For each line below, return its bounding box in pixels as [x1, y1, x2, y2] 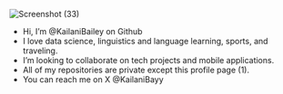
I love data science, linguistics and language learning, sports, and [22, 36, 268, 46]
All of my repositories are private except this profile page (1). [22, 64, 250, 75]
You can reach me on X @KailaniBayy [22, 74, 164, 85]
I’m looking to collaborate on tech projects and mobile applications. [22, 55, 275, 65]
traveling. [22, 45, 58, 56]
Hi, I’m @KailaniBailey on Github [22, 26, 143, 36]
